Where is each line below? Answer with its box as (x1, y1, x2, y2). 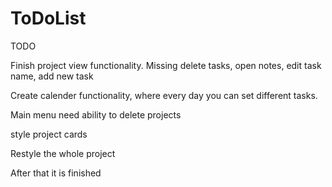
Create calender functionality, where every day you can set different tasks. (10, 89, 318, 101)
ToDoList (10, 7, 87, 30)
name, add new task (10, 70, 94, 82)
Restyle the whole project (10, 147, 116, 159)
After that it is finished (10, 167, 102, 179)
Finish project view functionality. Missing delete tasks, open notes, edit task (10, 59, 322, 71)
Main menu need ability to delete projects (10, 108, 182, 121)
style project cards (10, 128, 88, 140)
